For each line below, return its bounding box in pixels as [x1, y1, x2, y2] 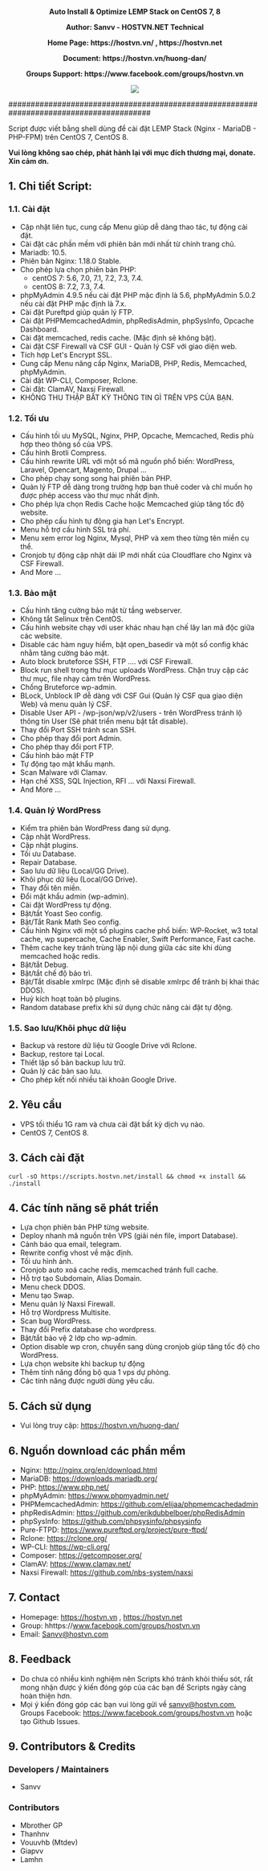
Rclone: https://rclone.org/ [19, 1533, 108, 1543]
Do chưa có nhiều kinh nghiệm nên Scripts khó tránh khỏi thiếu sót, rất [19, 1673, 254, 1683]
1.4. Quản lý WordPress [8, 805, 102, 816]
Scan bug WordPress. [19, 1316, 92, 1326]
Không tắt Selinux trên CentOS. [19, 614, 124, 624]
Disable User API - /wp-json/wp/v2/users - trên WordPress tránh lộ [19, 708, 242, 718]
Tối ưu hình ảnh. [19, 1257, 74, 1266]
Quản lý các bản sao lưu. [19, 1066, 103, 1075]
